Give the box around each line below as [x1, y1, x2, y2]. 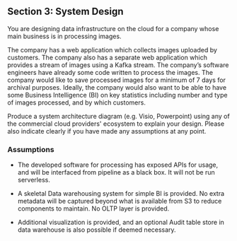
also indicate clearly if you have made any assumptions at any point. [7, 127, 207, 135]
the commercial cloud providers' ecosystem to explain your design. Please [7, 119, 225, 128]
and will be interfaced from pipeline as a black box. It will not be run [17, 168, 216, 177]
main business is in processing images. [7, 32, 122, 40]
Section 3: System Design [7, 6, 124, 18]
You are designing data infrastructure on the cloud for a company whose [7, 24, 219, 33]
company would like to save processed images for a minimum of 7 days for [7, 76, 226, 84]
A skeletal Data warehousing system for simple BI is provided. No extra [17, 189, 225, 198]
